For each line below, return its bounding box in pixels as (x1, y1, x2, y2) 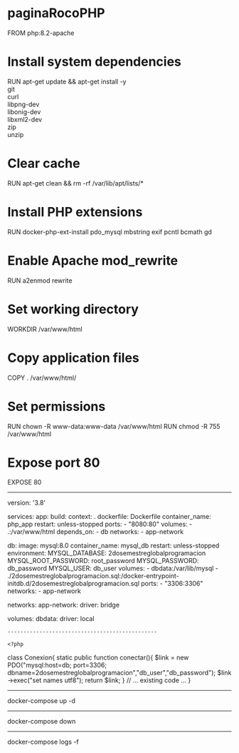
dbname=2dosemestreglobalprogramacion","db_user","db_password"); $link (7, 669, 232, 677)
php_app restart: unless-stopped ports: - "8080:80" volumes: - (7, 520, 193, 529)
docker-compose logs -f (7, 737, 80, 747)
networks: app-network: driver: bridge (7, 601, 119, 610)
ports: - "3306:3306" (141, 580, 203, 588)
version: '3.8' (7, 498, 46, 507)
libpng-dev (7, 100, 40, 108)
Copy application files (7, 350, 140, 365)
